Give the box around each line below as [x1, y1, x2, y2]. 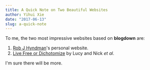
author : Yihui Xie [5, 12, 44, 17]
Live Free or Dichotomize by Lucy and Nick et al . [12, 50, 114, 56]
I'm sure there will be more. [5, 60, 63, 66]
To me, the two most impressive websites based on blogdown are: [5, 35, 145, 41]
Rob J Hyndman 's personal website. [12, 45, 89, 51]
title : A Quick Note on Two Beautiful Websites [5, 7, 108, 13]
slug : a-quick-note [5, 21, 47, 27]
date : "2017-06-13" [5, 17, 47, 22]
